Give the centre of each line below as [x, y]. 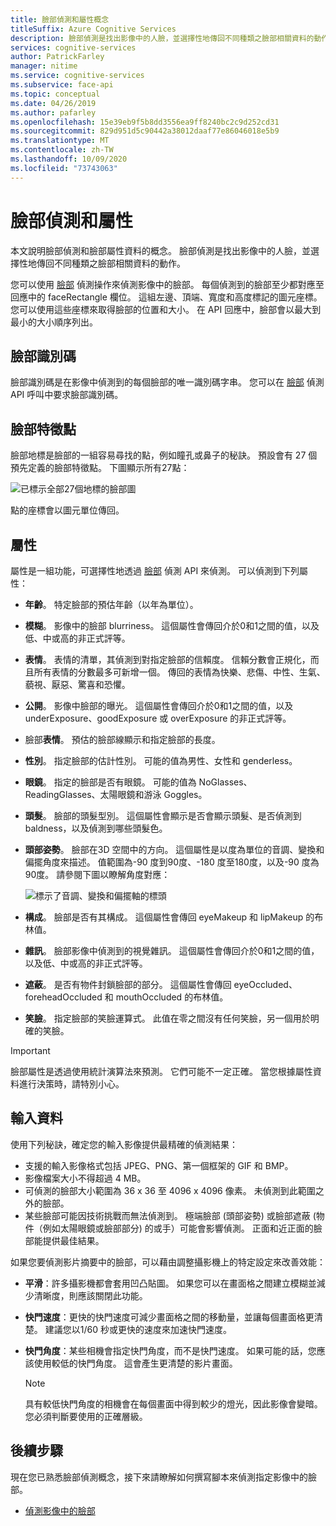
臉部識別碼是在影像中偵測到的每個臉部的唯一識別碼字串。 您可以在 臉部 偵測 [167, 382]
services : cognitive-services [73, 47]
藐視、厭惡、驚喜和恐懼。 [77, 684]
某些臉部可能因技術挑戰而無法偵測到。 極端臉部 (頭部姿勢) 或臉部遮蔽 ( [170, 1215]
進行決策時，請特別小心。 [71, 1084]
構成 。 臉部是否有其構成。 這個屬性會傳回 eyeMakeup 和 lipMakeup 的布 [174, 917]
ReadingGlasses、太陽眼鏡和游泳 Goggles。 [116, 794]
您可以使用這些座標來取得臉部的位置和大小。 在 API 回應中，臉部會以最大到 [166, 309]
